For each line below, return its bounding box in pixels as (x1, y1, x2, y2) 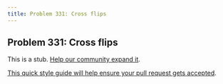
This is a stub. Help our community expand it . (7, 55, 141, 64)
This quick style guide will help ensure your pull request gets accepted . (7, 68, 217, 78)
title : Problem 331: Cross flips (7, 10, 107, 18)
